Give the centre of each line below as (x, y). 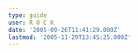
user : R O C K (31, 23)
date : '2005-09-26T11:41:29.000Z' (65, 30)
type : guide (27, 15)
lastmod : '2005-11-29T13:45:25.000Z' (70, 37)
